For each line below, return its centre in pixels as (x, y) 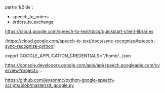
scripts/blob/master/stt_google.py (40, 85)
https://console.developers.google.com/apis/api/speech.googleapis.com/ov (82, 65)
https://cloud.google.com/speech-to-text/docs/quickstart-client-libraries (79, 31)
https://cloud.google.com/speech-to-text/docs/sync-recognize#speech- (81, 41)
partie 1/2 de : (19, 7)
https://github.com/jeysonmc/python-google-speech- (60, 80)
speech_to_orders (30, 16)
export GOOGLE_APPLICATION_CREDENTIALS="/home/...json (68, 56)
